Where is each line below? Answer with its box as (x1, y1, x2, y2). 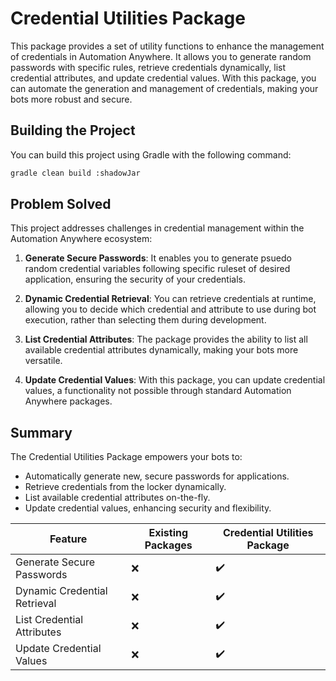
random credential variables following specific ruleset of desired (24, 263, 291, 275)
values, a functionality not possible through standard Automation (24, 385, 292, 397)
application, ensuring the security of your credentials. (24, 273, 246, 286)
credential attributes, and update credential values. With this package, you (10, 72, 317, 84)
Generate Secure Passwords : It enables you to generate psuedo (24, 252, 292, 264)
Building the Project (10, 122, 136, 139)
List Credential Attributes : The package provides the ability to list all (24, 333, 308, 346)
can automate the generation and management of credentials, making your (10, 82, 319, 94)
